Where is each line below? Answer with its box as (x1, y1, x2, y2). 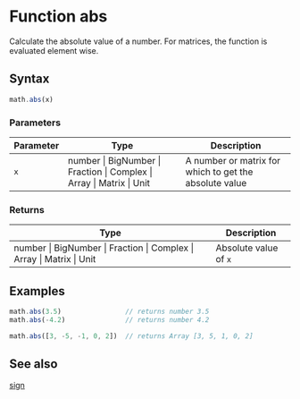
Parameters (9, 116, 61, 129)
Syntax (9, 72, 50, 87)
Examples (9, 284, 65, 299)
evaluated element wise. (9, 45, 99, 55)
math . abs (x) (9, 95, 54, 104)
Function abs (9, 6, 108, 27)
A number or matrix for (185, 154, 281, 166)
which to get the (185, 166, 254, 178)
